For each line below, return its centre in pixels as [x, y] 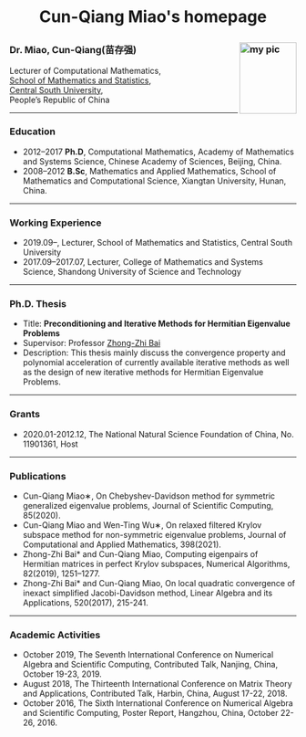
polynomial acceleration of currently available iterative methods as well [156, 363]
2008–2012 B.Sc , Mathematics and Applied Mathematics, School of [149, 171]
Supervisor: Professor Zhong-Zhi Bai [92, 343]
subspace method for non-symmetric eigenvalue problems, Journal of [154, 535]
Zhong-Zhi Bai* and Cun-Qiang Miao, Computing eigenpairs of [140, 554]
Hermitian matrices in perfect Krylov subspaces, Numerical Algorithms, [156, 564]
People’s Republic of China [60, 100]
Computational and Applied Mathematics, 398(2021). [122, 544]
